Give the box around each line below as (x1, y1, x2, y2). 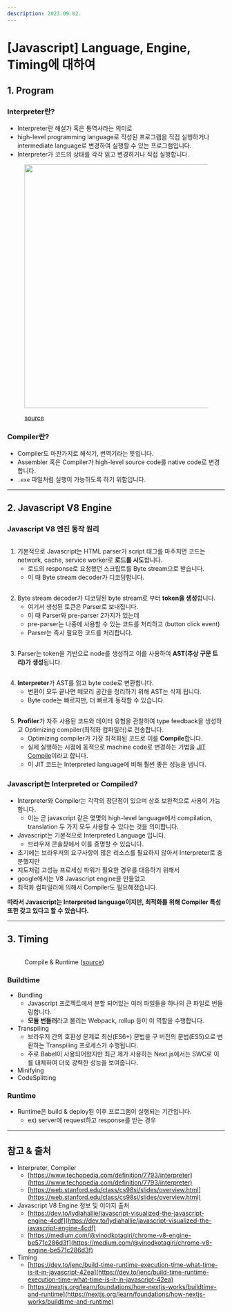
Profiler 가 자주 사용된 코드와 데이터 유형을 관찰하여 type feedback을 (17, 717, 204, 725)
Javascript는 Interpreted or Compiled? (7, 779, 138, 789)
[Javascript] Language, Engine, (7, 39, 191, 55)
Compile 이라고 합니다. (27, 752, 88, 760)
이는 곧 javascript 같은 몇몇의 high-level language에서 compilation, (27, 813, 213, 822)
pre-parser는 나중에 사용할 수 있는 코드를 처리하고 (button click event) (27, 620, 220, 628)
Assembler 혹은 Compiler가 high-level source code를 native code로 (17, 458, 207, 466)
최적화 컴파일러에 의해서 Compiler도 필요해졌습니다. (17, 883, 157, 891)
